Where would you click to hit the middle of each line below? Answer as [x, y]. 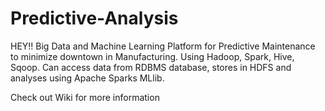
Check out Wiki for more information [85, 97]
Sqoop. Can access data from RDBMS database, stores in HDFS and [151, 67]
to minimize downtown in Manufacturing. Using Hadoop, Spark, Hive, [152, 56]
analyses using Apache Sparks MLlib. [87, 78]
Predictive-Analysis [94, 18]
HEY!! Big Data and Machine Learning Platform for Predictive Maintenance [163, 46]
